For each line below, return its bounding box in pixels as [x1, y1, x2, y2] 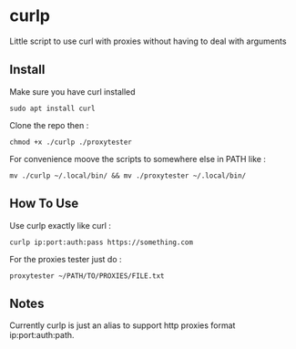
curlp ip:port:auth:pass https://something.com [9, 238, 194, 247]
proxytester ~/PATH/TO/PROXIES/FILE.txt [9, 271, 166, 281]
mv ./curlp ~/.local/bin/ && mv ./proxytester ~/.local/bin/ [9, 170, 247, 180]
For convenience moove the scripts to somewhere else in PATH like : [9, 153, 267, 164]
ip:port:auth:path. [9, 330, 75, 341]
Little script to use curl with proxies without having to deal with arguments [9, 36, 287, 46]
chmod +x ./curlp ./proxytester [9, 138, 132, 147]
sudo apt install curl [9, 104, 96, 113]
